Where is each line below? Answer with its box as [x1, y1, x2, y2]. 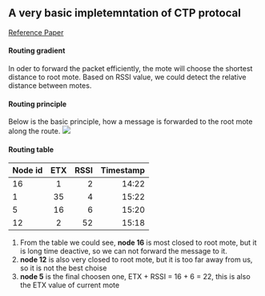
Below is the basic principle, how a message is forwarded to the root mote [8, 117, 253, 126]
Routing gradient [8, 46, 66, 55]
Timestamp [100, 165, 146, 176]
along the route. [8, 126, 61, 136]
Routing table [8, 144, 54, 154]
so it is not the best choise [19, 263, 107, 273]
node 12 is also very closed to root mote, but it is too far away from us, [19, 255, 253, 265]
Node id [12, 165, 43, 176]
